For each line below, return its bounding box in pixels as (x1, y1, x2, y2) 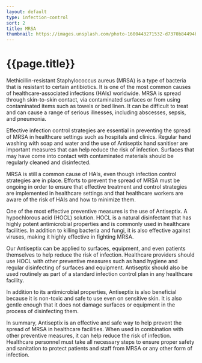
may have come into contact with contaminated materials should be (6, 153, 174, 160)
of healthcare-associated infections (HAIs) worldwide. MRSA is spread (6, 90, 182, 97)
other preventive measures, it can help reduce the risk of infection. (6, 332, 171, 340)
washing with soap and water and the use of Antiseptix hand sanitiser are (6, 139, 188, 147)
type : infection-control (6, 14, 69, 20)
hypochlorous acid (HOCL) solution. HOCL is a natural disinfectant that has (6, 214, 192, 221)
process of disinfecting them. (6, 308, 79, 315)
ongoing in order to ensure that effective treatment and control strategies (6, 183, 188, 191)
